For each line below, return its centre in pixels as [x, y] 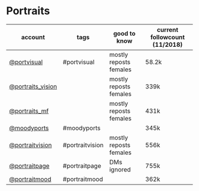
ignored [120, 169]
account [33, 37]
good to [125, 33]
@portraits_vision [33, 86]
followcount [168, 37]
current [168, 30]
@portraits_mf [29, 111]
